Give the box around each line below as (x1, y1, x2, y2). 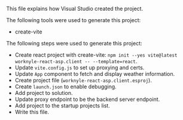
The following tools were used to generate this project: (6, 17, 141, 23)
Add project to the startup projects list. (14, 102, 111, 109)
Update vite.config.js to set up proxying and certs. (14, 64, 145, 71)
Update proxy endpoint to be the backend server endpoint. (14, 96, 160, 103)
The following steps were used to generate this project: (6, 40, 142, 47)
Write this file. (14, 109, 50, 115)
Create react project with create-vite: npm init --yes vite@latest (14, 51, 178, 59)
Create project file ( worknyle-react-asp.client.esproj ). (14, 77, 152, 84)
